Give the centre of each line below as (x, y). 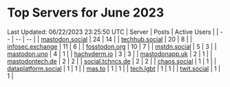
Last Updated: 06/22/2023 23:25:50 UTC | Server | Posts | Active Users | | (113, 32)
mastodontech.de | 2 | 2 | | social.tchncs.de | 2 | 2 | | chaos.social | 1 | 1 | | (112, 61)
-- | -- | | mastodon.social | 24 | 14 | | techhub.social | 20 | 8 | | (104, 39)
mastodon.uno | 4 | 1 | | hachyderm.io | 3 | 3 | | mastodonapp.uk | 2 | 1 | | (110, 54)
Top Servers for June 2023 (85, 13)
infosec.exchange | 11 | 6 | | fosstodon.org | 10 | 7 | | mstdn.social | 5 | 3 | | (112, 46)
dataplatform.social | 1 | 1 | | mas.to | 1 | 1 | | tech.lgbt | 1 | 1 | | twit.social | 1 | (114, 68)
